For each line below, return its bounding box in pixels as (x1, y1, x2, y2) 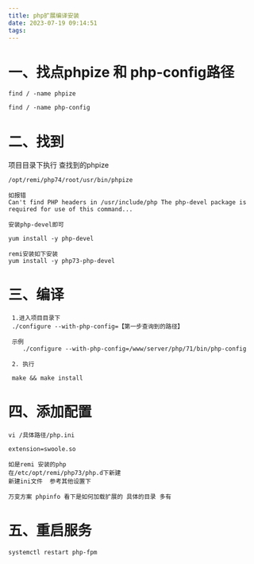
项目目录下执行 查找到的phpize (8, 160, 110, 170)
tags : (8, 26, 26, 34)
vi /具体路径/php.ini (8, 431, 75, 439)
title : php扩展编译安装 (8, 11, 79, 20)
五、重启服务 (8, 522, 93, 540)
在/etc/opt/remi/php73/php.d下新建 (8, 469, 121, 477)
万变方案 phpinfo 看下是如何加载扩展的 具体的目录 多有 (8, 493, 172, 501)
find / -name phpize (8, 90, 77, 98)
